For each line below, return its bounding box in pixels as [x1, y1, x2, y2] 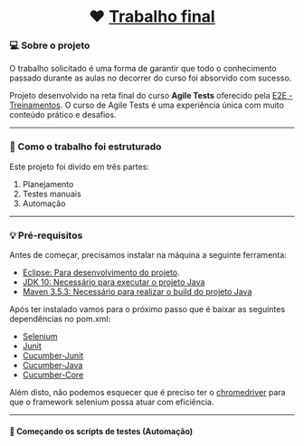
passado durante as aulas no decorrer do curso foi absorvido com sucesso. [9, 72, 292, 83]
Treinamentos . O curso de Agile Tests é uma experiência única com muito [9, 100, 285, 110]
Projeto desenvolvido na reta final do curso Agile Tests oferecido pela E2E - [9, 90, 293, 101]
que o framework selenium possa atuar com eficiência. [9, 396, 214, 408]
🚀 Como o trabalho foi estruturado [9, 140, 162, 153]
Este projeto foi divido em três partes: [9, 161, 149, 172]
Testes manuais [22, 188, 81, 199]
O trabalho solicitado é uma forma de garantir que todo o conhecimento [9, 63, 278, 74]
